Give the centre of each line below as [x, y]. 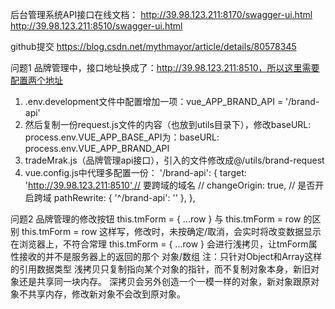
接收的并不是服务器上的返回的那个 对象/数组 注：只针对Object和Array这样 [170, 256]
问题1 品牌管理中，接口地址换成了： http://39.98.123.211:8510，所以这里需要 [165, 67]
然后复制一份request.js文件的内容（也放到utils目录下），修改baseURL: [168, 124]
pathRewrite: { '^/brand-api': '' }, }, [124, 197]
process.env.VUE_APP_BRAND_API [97, 148]
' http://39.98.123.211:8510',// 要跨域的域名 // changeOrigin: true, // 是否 [170, 185]
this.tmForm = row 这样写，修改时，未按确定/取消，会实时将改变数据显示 [171, 231]
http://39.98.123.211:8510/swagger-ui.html [96, 26]
